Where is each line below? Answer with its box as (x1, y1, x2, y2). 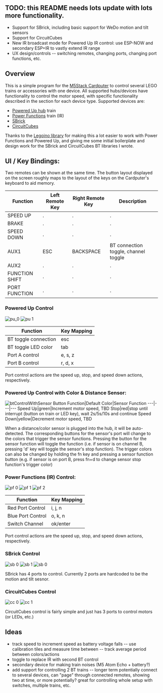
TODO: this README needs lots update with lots (5, 4, 153, 12)
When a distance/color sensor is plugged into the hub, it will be (5, 425, 131, 431)
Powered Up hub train (12, 107, 56, 114)
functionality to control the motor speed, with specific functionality (5, 93, 138, 99)
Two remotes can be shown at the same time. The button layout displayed (5, 170, 153, 176)
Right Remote (72, 195, 105, 202)
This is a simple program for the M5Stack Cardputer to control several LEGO (5, 82, 158, 88)
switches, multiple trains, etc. (12, 682, 71, 688)
